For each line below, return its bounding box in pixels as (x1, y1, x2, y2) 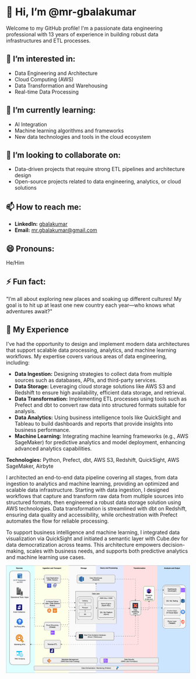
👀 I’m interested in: (6, 54, 76, 64)
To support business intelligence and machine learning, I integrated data (6, 529, 180, 536)
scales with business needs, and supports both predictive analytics (26, 547, 188, 554)
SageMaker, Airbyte (6, 462, 54, 469)
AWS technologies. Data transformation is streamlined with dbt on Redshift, (6, 505, 187, 512)
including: (6, 359, 30, 366)
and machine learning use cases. (6, 553, 86, 561)
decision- (162, 541, 185, 548)
